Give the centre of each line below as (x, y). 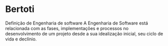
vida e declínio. (21, 39)
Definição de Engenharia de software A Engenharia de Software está (77, 23)
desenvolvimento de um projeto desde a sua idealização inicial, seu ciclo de (84, 33)
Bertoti (20, 9)
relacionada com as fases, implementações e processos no (67, 28)
